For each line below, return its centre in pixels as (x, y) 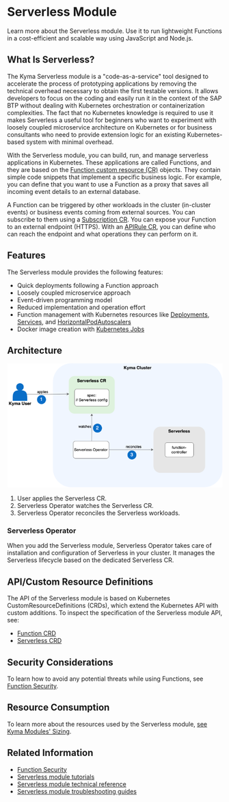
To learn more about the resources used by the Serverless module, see (107, 724)
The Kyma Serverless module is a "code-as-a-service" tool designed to (108, 76)
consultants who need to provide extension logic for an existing (96, 134)
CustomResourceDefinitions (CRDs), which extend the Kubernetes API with (113, 606)
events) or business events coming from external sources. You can (101, 212)
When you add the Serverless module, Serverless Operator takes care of (109, 546)
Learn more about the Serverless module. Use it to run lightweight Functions (114, 31)
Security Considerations (60, 662)
